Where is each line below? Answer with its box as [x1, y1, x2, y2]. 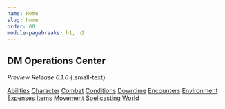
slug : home [7, 17, 39, 23]
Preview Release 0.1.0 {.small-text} [7, 73, 106, 81]
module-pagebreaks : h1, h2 [7, 29, 85, 37]
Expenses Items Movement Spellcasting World [7, 94, 139, 102]
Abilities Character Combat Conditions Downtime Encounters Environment [7, 87, 218, 95]
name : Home [7, 10, 39, 17]
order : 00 [7, 23, 36, 30]
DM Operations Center [7, 54, 106, 66]
